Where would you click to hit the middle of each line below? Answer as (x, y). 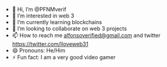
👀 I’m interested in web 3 (43, 16)
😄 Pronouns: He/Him (39, 50)
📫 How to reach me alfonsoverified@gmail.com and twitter (86, 35)
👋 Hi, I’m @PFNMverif (39, 9)
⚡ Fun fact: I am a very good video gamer (64, 57)
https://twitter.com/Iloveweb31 (50, 44)
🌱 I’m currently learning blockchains (57, 22)
